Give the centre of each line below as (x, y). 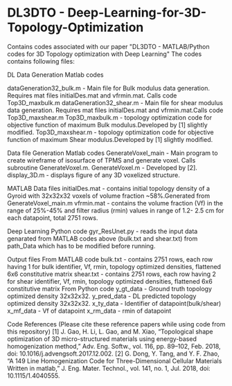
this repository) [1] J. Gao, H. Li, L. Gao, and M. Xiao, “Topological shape (110, 331)
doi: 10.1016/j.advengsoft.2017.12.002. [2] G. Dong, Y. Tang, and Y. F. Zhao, (113, 353)
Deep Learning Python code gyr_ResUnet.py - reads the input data (102, 231)
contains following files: (41, 61)
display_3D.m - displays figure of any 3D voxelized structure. (93, 175)
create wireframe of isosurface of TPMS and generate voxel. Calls (101, 160)
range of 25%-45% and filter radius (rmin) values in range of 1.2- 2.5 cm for (116, 210)
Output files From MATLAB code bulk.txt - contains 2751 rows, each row (110, 259)
